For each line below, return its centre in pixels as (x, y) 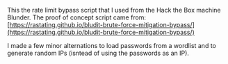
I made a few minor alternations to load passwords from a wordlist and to (112, 46)
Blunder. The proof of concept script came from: (77, 17)
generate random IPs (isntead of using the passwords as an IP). (98, 53)
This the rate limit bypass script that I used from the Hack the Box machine (114, 10)
